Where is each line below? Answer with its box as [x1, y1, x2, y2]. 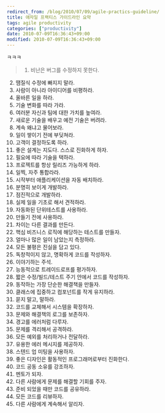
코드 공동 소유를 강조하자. [15, 363, 75, 370]
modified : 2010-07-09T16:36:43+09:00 [7, 36, 101, 42]
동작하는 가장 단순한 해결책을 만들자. [15, 281, 100, 287]
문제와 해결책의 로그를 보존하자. [15, 311, 89, 317]
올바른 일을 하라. [15, 94, 54, 101]
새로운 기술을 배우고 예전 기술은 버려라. [15, 117, 107, 123]
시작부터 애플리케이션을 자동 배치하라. [15, 176, 104, 183]
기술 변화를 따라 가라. [15, 102, 65, 108]
